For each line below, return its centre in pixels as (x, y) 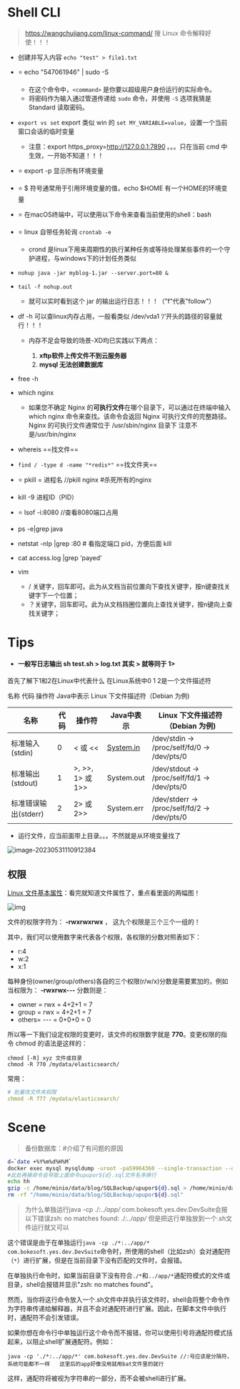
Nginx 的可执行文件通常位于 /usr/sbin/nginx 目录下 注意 (110, 425)
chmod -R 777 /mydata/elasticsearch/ (64, 1099)
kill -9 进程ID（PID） (48, 497)
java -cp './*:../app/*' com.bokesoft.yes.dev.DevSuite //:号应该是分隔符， (120, 1357)
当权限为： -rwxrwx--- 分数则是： (58, 990)
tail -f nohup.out (45, 287)
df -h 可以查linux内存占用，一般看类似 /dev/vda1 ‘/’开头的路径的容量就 (120, 316)
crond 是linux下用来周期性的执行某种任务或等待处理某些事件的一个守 (129, 249)
